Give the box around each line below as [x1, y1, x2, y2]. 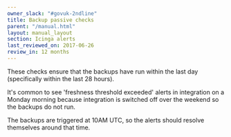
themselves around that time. [7, 123, 91, 131]
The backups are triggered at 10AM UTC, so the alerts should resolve [7, 116, 205, 124]
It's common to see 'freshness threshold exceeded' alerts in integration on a [7, 87, 225, 96]
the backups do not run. [7, 103, 76, 111]
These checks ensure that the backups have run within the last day [7, 67, 198, 76]
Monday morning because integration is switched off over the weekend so [7, 95, 219, 103]
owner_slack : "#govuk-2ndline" [7, 10, 98, 17]
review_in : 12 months [7, 49, 70, 56]
